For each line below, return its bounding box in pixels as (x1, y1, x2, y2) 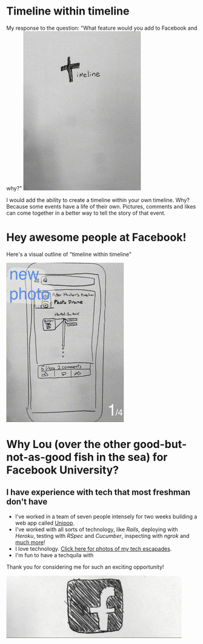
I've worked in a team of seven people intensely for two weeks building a (15, 512, 198, 520)
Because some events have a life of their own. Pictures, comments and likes (6, 203, 196, 210)
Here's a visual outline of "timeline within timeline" (6, 250, 132, 258)
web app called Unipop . (15, 519, 75, 526)
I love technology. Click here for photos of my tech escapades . (15, 545, 172, 552)
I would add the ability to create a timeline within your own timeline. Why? (6, 196, 190, 204)
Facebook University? (6, 463, 119, 477)
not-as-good (6, 451, 72, 465)
